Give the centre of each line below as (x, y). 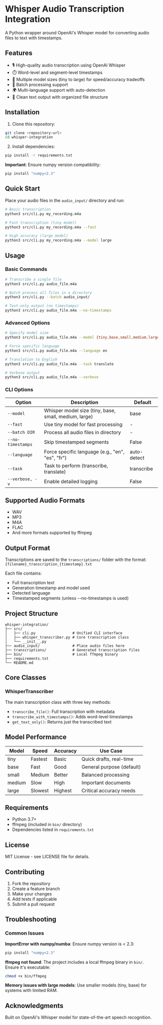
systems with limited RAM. (32, 991)
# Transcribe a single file (33, 279)
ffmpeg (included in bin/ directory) (47, 825)
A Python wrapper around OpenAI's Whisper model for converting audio (77, 33)
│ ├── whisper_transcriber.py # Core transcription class (67, 637)
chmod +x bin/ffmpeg (26, 976)
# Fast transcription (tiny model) (41, 223)
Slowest (40, 791)
